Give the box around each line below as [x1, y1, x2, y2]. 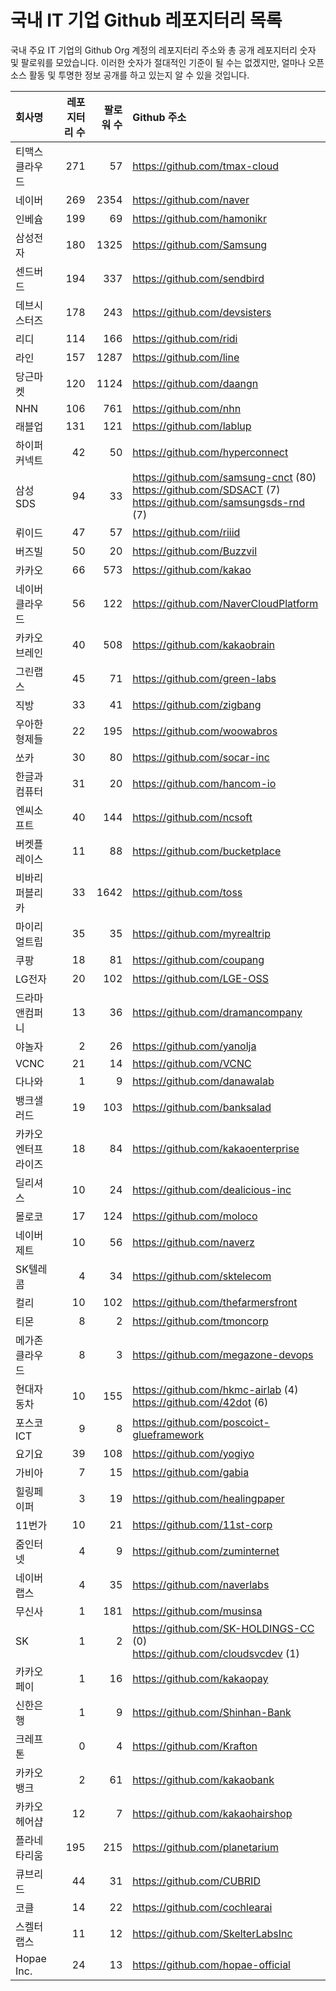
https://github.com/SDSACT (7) [132, 482, 281, 496]
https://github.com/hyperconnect [132, 445, 289, 459]
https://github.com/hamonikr [132, 211, 267, 225]
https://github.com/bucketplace [132, 844, 282, 858]
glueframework [132, 1427, 205, 1441]
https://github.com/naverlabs [132, 1577, 270, 1591]
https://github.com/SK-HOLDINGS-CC [132, 1621, 315, 1635]
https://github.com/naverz [132, 1235, 255, 1249]
